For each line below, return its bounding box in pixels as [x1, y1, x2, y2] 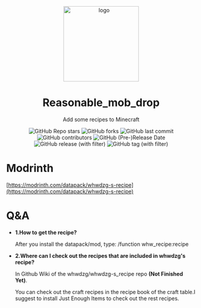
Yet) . [14, 277, 28, 284]
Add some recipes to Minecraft [63, 116, 140, 123]
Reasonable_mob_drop [42, 96, 160, 110]
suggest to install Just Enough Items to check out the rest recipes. [14, 295, 179, 302]
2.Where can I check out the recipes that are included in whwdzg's [14, 252, 186, 259]
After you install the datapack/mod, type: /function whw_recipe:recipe [14, 240, 189, 248]
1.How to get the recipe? [14, 228, 77, 236]
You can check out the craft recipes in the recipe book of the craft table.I [14, 288, 196, 295]
